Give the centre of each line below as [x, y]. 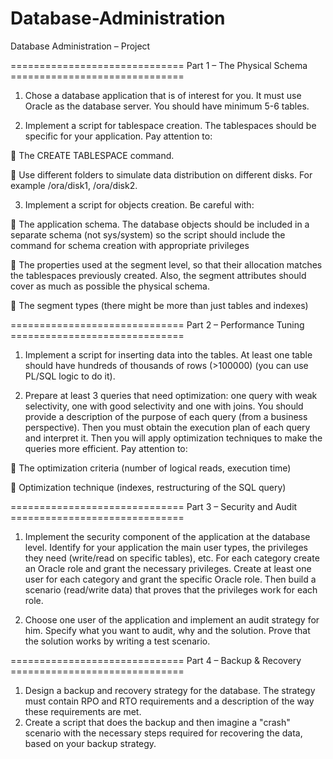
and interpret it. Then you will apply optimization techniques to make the [173, 438]
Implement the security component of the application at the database [167, 536]
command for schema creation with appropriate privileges [130, 245]
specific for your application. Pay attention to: [118, 136]
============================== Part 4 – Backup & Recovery [156, 660]
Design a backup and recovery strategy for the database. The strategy [170, 690]
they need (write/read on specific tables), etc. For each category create [172, 558]
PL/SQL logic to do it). [70, 376]
